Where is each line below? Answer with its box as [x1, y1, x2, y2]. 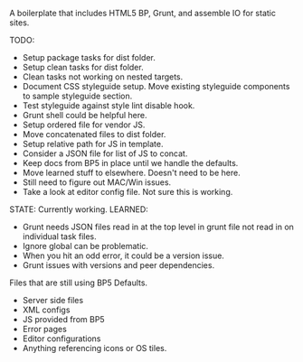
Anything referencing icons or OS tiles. [22, 343, 167, 353]
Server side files [22, 295, 84, 305]
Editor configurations [22, 333, 101, 344]
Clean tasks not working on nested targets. [22, 71, 184, 82]
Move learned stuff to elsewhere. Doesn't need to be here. [22, 167, 241, 178]
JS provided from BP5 [22, 314, 106, 324]
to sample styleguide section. [22, 90, 133, 101]
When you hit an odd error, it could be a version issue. [22, 250, 224, 261]
